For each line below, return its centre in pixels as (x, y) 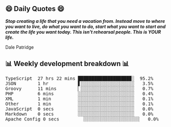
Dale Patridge (20, 47)
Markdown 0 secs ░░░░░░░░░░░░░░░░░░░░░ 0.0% (79, 114)
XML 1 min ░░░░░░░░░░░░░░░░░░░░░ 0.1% (79, 99)
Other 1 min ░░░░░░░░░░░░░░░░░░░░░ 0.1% (79, 104)
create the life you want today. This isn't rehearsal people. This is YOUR (83, 32)
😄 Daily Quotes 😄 (35, 9)
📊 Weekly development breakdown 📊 (67, 64)
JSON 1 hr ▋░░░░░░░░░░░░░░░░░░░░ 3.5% (79, 83)
